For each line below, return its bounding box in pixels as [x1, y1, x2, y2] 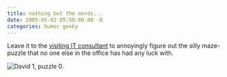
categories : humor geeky [7, 23, 78, 30]
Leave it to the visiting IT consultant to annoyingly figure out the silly [7, 42, 201, 50]
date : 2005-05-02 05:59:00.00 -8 [7, 16, 103, 23]
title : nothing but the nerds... [7, 10, 103, 17]
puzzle [7, 49, 26, 57]
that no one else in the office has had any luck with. [27, 49, 174, 57]
